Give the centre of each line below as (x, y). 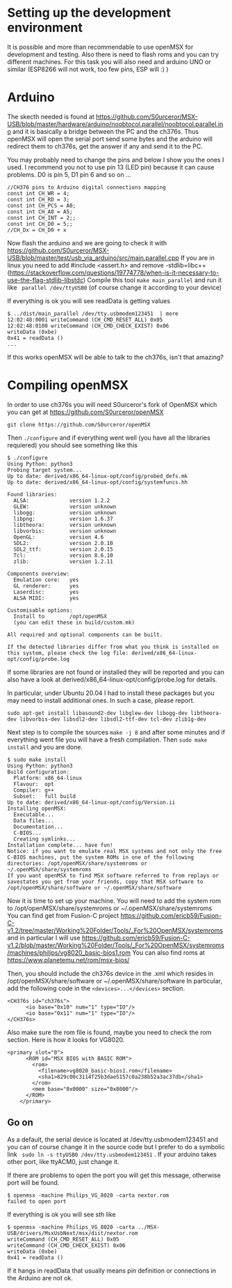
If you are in (198, 258)
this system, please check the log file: (68, 653)
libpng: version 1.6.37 (63, 519)
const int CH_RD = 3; (39, 199)
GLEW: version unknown (65, 507)
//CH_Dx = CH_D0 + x (37, 230)
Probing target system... (44, 470)
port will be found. (33, 1182)
